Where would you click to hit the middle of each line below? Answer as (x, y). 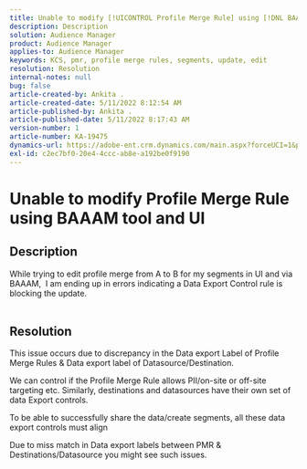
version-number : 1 (44, 129)
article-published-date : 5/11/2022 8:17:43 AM (100, 120)
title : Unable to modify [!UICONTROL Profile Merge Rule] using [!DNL (147, 18)
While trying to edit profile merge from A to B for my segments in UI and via (151, 274)
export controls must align (58, 427)
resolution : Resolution (55, 69)
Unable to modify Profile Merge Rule (149, 198)
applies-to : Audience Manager (67, 52)
